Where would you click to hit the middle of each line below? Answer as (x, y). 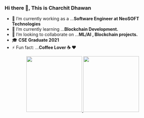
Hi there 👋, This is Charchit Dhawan (48, 8)
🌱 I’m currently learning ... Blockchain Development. (65, 29)
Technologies (26, 24)
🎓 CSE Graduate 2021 (35, 40)
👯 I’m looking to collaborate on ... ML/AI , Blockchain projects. (75, 35)
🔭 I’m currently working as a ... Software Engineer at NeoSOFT (75, 19)
